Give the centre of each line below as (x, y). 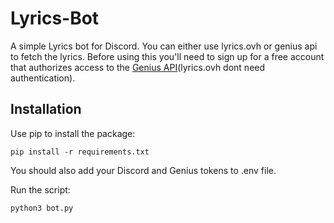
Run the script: (40, 189)
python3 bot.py (42, 208)
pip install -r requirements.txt (80, 152)
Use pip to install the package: (73, 133)
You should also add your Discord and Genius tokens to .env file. (143, 170)
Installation (46, 109)
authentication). (43, 78)
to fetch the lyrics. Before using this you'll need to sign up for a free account (167, 56)
